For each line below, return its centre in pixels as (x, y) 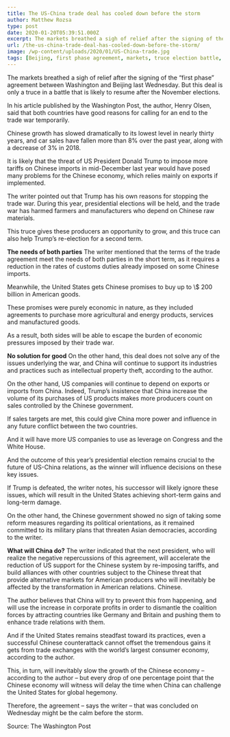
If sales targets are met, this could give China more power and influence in (112, 419)
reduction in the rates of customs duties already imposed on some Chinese (113, 266)
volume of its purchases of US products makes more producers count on (110, 398)
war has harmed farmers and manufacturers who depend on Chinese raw (111, 210)
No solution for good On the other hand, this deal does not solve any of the (114, 355)
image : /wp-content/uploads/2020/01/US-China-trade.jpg (88, 52)
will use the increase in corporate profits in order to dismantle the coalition (112, 608)
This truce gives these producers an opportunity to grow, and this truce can (114, 231)
